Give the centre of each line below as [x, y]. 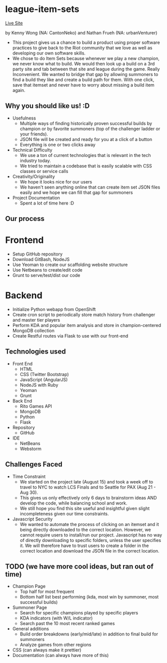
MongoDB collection [33, 330]
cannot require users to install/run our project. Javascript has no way [91, 535]
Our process [25, 219]
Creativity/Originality [33, 176]
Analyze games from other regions [55, 645]
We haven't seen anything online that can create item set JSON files [90, 187]
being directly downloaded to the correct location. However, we [85, 529]
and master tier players [36, 320]
